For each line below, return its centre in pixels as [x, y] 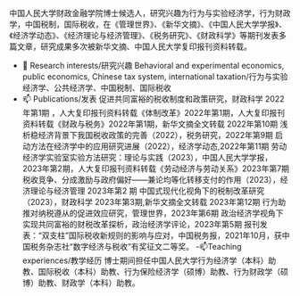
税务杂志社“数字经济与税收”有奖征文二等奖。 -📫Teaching [136, 247]
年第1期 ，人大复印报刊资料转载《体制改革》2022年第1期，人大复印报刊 [154, 113]
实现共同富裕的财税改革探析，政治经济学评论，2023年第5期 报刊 [141, 224]
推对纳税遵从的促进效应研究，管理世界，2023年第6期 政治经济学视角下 [153, 213]
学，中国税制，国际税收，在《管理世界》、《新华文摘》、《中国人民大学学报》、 [148, 24]
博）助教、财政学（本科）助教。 [81, 283]
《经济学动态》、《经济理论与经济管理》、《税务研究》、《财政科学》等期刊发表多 [148, 35]
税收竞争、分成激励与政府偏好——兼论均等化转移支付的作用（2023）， [151, 180]
